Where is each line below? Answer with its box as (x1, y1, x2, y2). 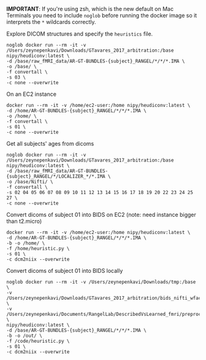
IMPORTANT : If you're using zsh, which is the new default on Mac (6, 6, 174, 12)
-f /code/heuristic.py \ (6, 338, 70, 344)
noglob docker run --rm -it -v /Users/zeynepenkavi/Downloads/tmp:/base (6, 279, 196, 285)
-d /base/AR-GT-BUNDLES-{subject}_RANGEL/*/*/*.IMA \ (6, 327, 147, 334)
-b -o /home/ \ (6, 240, 45, 246)
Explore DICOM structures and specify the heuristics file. (6, 30, 153, 37)
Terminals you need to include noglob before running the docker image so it (6, 12, 197, 19)
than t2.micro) (6, 217, 42, 225)
